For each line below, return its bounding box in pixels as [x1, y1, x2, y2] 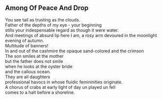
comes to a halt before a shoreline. [5, 89, 75, 95]
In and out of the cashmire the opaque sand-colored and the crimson [5, 48, 144, 54]
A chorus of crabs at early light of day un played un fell [5, 84, 116, 90]
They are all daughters [5, 74, 50, 79]
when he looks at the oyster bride [5, 63, 73, 69]
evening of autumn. [5, 38, 44, 43]
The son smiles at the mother [5, 53, 64, 59]
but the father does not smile [5, 58, 63, 64]
